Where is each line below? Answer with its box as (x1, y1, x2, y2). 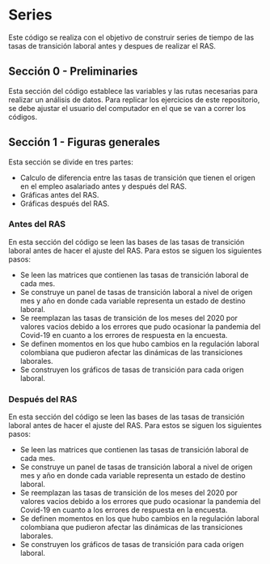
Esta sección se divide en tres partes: (8, 156, 133, 167)
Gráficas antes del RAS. (19, 190, 99, 199)
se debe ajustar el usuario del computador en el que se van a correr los (8, 103, 247, 113)
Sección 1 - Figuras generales (8, 135, 160, 149)
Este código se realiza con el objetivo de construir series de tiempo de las (8, 32, 255, 42)
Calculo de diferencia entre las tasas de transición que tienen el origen (19, 173, 256, 182)
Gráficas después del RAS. (19, 199, 110, 208)
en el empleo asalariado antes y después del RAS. (19, 181, 188, 191)
